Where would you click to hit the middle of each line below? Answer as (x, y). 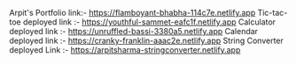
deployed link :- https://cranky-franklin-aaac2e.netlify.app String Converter (146, 40)
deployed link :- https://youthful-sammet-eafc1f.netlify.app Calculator (149, 22)
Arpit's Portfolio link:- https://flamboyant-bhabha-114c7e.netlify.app (132, 13)
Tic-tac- (273, 13)
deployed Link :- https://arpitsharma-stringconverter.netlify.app (125, 50)
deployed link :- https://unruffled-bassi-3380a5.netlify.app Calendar (134, 31)
